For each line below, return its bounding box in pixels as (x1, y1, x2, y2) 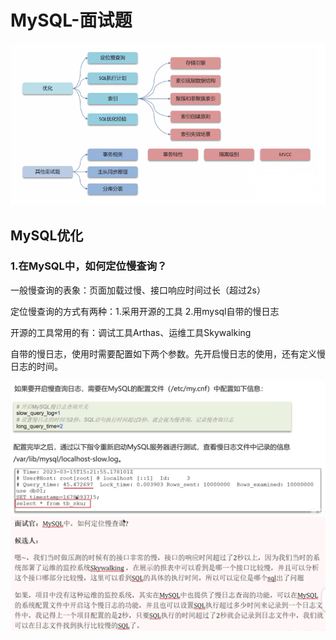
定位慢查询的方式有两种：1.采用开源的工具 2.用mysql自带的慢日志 (10, 305, 280, 317)
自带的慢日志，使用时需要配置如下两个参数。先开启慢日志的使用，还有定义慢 (10, 347, 326, 360)
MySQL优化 (10, 227, 84, 244)
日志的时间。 (10, 360, 63, 372)
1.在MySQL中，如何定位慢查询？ (10, 259, 168, 273)
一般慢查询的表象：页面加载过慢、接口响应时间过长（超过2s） (10, 284, 266, 296)
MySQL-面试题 (10, 9, 133, 32)
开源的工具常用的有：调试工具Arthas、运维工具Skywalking (10, 326, 252, 338)
